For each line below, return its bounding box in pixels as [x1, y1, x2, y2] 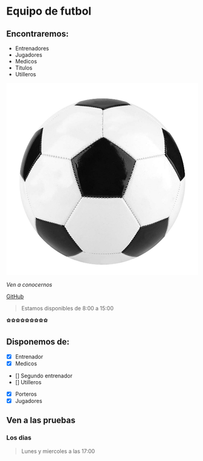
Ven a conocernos [6, 281, 53, 288]
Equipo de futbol [6, 4, 92, 18]
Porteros [15, 390, 37, 398]
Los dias [6, 434, 32, 442]
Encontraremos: [6, 29, 69, 39]
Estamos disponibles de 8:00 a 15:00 [21, 305, 114, 312]
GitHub [6, 293, 24, 300]
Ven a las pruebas [6, 415, 76, 426]
